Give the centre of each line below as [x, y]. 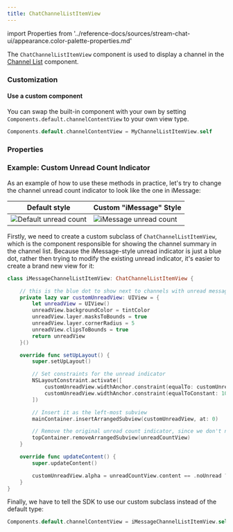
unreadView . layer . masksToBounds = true [90, 317]
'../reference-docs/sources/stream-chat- [132, 33]
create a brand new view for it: [51, 266]
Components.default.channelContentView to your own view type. [98, 119]
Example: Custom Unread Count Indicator [79, 168]
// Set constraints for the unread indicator [99, 374]
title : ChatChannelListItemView [54, 14]
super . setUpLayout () [62, 361]
